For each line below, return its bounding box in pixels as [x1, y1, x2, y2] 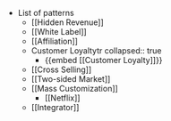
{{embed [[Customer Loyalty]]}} [44, 55, 163, 65]
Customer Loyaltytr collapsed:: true [30, 45, 162, 56]
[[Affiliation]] [30, 36, 79, 46]
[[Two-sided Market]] [30, 74, 111, 84]
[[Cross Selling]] [30, 64, 92, 75]
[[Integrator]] [30, 102, 80, 112]
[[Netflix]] [44, 93, 81, 103]
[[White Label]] [30, 27, 87, 36]
